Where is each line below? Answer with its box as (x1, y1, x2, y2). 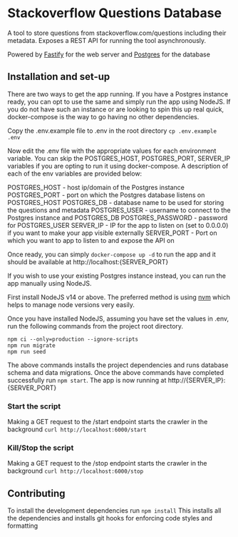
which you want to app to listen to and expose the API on (7, 236, 175, 244)
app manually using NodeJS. (7, 278, 92, 287)
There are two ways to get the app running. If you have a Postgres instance (7, 89, 229, 98)
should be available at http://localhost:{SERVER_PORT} (7, 257, 169, 266)
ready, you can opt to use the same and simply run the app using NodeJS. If (7, 97, 231, 106)
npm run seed (7, 348, 46, 355)
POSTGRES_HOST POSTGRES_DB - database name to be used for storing (7, 198, 224, 206)
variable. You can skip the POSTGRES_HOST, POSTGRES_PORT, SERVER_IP (7, 154, 230, 162)
